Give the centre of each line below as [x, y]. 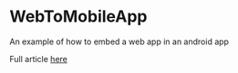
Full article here [39, 59]
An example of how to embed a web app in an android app [119, 41]
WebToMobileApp [78, 17]
